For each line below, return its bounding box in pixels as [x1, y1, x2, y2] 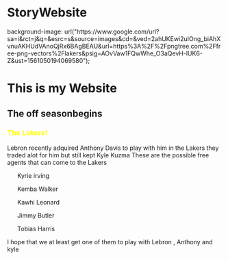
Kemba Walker [16, 185, 58, 193]
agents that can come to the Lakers [7, 158, 107, 166]
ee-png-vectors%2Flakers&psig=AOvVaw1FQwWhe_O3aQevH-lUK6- [7, 49, 203, 57]
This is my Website [7, 81, 118, 96]
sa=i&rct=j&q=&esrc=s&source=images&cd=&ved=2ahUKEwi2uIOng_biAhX [7, 34, 221, 42]
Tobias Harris [16, 224, 55, 233]
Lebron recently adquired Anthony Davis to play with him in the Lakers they [7, 144, 219, 152]
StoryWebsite [7, 5, 88, 21]
